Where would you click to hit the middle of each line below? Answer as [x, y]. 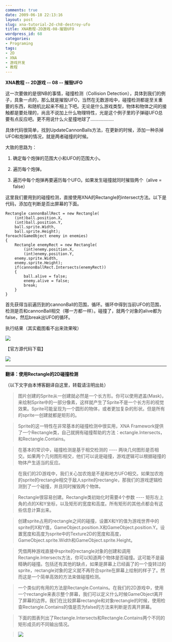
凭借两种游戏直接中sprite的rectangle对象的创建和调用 [74, 551]
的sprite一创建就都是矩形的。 [49, 415]
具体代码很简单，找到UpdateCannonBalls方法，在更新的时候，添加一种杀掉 [84, 130]
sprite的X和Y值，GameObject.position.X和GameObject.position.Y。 [89, 528]
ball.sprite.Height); [37, 231]
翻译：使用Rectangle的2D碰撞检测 [42, 374]
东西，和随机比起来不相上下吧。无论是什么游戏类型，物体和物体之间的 [88, 106]
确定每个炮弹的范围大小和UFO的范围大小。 [58, 158]
